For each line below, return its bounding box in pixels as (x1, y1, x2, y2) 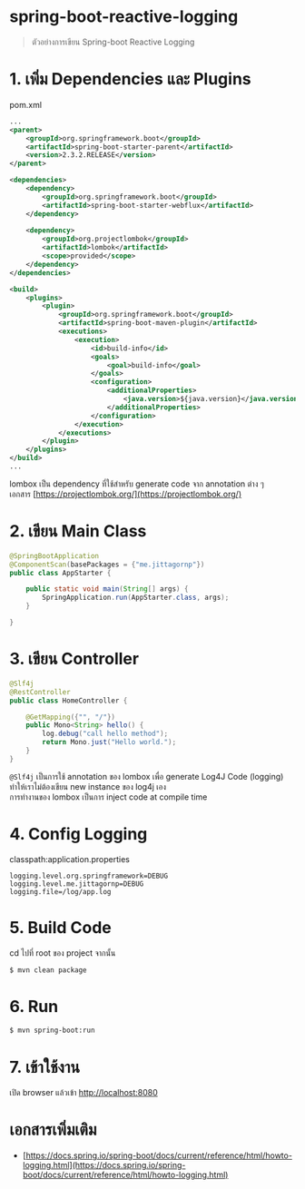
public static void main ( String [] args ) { (25, 585, 189, 594)
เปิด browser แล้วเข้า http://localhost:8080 (9, 1087, 159, 1098)
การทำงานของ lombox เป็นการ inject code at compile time (9, 791, 208, 802)
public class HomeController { (9, 696, 128, 705)
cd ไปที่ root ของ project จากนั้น (9, 947, 116, 958)
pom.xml (9, 99, 43, 110)
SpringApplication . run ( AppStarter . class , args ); (42, 593, 230, 603)
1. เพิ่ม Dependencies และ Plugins (9, 69, 251, 90)
